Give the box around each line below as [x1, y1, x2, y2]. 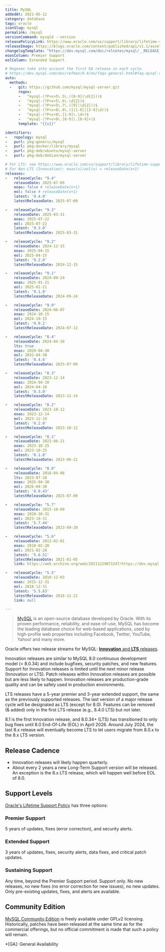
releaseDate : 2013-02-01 [14, 539, 65, 544]
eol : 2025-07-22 [14, 221, 48, 226]
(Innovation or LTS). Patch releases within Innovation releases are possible [5, 671, 156, 677]
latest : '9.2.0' [14, 257, 48, 262]
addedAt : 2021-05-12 [5, 12, 48, 17]
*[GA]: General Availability [5, 941, 58, 947]
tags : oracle [5, 21, 32, 26]
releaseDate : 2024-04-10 [14, 339, 65, 344]
